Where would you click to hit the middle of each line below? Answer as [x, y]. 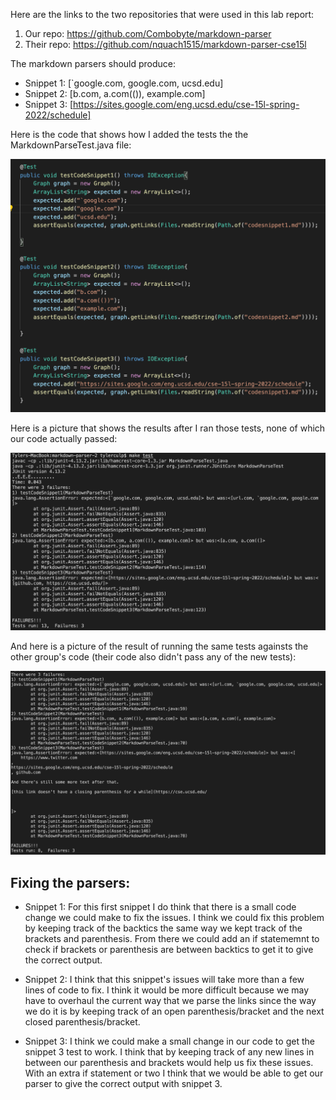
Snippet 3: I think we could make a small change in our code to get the [169, 1041]
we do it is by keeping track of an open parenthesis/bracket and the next [174, 1011]
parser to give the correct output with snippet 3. [123, 1083]
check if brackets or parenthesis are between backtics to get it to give [169, 949]
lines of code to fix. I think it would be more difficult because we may [167, 990]
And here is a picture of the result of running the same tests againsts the [159, 646]
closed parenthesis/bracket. [82, 1021]
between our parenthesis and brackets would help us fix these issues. [169, 1062]
